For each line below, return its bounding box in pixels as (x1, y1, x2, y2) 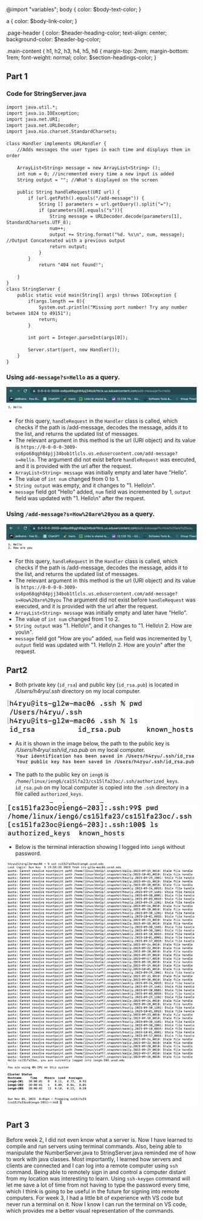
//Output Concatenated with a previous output (6, 237, 126, 244)
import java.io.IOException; (6, 110, 80, 116)
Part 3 (6, 1120, 30, 1130)
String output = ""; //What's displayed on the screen (17, 176, 158, 183)
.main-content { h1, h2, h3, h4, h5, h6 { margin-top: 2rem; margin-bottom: (6, 47, 189, 55)
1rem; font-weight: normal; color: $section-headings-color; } (6, 54, 157, 61)
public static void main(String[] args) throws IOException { (17, 292, 177, 298)
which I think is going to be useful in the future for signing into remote (6, 1187, 180, 1195)
